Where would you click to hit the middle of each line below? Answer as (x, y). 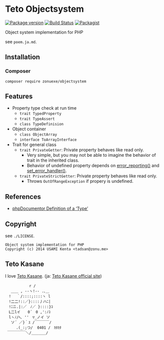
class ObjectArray (38, 135)
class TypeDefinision (41, 124)
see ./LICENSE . (20, 236)
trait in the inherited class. (53, 160)
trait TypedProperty (40, 114)
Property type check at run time (44, 108)
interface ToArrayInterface (48, 140)
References (23, 197)
